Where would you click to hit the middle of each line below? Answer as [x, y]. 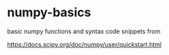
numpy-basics [49, 13]
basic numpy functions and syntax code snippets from [84, 31]
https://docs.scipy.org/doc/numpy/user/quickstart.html [84, 44]
